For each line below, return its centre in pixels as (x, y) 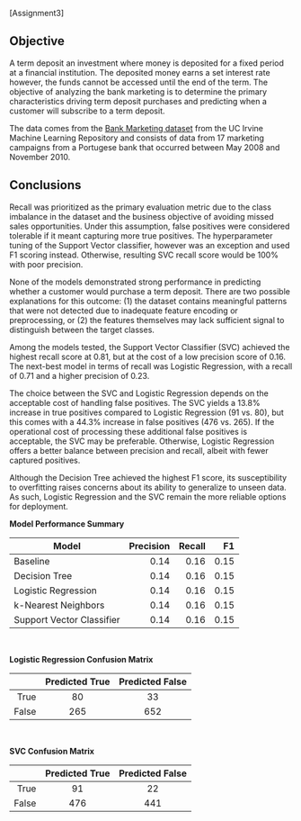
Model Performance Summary (67, 523)
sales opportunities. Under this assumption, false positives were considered (150, 226)
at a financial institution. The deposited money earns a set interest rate (140, 72)
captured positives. (45, 460)
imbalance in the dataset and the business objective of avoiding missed (142, 216)
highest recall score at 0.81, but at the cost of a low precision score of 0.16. (147, 356)
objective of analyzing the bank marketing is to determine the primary (138, 91)
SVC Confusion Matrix (52, 751)
